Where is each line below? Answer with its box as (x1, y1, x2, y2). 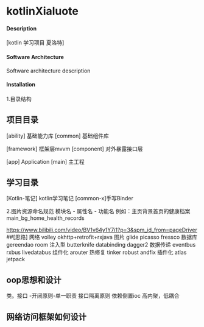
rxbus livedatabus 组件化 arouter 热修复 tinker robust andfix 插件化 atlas (6, 248, 187, 256)
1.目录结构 (6, 95, 32, 102)
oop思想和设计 (6, 275, 62, 285)
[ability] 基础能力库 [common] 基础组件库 (6, 132, 110, 139)
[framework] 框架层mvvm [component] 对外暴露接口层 (6, 145, 143, 152)
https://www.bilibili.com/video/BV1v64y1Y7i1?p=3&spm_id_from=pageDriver (6, 227, 198, 234)
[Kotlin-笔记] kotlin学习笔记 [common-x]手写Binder (6, 195, 134, 202)
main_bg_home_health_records (6, 214, 85, 222)
